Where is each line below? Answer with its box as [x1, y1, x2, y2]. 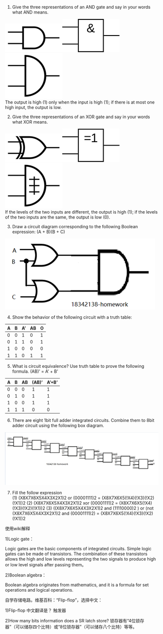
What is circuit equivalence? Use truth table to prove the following [12, 363, 145, 369]
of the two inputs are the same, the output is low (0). [5, 214, 110, 220]
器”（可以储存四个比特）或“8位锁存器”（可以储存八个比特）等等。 [5, 624, 137, 630]
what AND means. [12, 9, 49, 15]
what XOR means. [12, 119, 48, 125]
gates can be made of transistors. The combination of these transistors [5, 551, 147, 557]
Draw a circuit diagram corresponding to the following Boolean [12, 224, 138, 229]
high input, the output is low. [5, 105, 62, 110]
